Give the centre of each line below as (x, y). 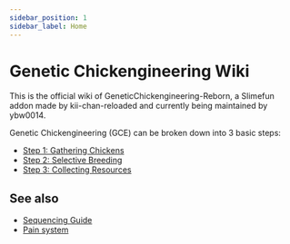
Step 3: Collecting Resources (77, 170)
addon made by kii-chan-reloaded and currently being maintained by (139, 106)
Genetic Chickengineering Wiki (130, 71)
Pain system (45, 230)
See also (34, 198)
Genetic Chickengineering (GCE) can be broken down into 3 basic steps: (145, 133)
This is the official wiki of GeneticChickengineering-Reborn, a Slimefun (142, 96)
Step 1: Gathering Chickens (73, 151)
